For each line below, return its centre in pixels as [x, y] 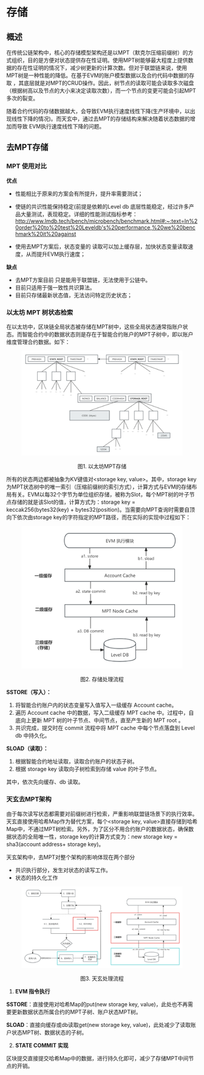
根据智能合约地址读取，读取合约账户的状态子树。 [76, 762]
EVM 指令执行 [32, 992]
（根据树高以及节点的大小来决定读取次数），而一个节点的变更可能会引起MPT [101, 91]
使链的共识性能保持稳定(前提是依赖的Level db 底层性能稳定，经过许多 [102, 206]
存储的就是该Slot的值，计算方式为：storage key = [73, 502]
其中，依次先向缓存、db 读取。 [45, 782]
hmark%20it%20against [46, 234]
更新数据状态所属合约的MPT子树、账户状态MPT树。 [76, 1012]
